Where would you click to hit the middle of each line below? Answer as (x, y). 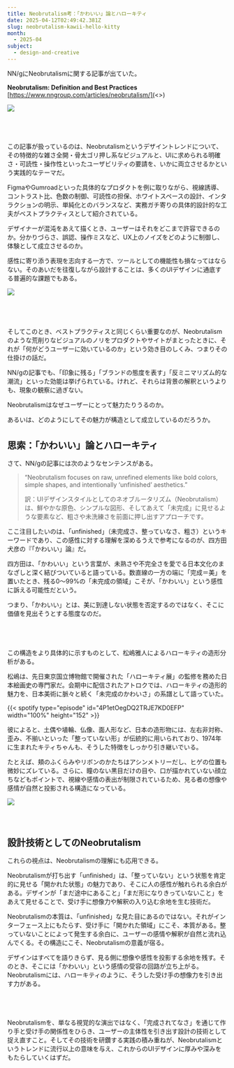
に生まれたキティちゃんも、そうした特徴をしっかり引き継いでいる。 (105, 747)
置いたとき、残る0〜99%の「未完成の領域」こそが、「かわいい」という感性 (115, 581)
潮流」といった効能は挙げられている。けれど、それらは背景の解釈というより (117, 381)
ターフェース (25, 926)
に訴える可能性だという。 (44, 590)
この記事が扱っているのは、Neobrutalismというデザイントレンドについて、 (115, 147)
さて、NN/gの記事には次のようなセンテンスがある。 (82, 463)
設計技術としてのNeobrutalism (74, 842)
